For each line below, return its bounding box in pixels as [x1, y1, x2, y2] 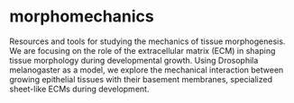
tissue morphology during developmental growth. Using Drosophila [9, 55, 259, 65]
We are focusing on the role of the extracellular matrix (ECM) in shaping [9, 45, 276, 56]
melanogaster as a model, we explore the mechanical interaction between [9, 64, 284, 75]
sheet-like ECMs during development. [9, 83, 150, 94]
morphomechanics [9, 6, 155, 27]
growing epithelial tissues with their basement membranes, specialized [9, 73, 273, 84]
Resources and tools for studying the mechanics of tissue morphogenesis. [9, 36, 286, 47]
